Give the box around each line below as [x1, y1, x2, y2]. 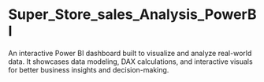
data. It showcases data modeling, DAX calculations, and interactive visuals [8, 57, 254, 66]
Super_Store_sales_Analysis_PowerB [8, 6, 257, 24]
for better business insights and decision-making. [8, 65, 169, 74]
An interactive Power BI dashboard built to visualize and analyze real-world [8, 48, 252, 58]
